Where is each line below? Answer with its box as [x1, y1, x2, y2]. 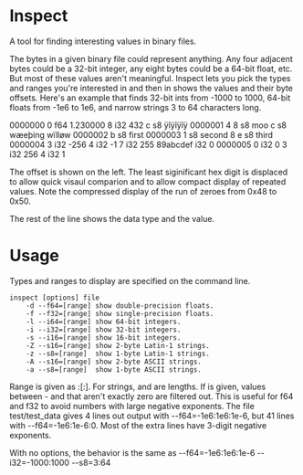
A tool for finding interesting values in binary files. [9, 36, 197, 47]
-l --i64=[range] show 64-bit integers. [26, 317, 182, 326]
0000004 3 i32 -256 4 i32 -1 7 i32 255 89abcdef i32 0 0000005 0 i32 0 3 [9, 139, 287, 150]
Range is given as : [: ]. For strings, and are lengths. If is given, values [9, 381, 266, 392]
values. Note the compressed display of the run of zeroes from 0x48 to [9, 185, 277, 196]
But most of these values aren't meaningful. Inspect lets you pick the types [9, 72, 291, 83]
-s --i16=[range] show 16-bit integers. [26, 332, 182, 343]
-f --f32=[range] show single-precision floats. [26, 309, 214, 318]
